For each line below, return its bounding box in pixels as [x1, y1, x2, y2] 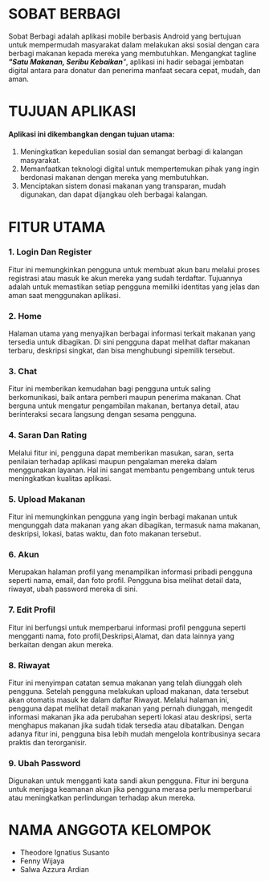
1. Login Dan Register [8, 247, 92, 258]
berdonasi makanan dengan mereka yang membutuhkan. [19, 173, 210, 182]
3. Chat [8, 366, 38, 377]
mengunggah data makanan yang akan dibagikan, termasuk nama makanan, [8, 520, 261, 530]
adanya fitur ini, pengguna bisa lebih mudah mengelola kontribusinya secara [8, 728, 261, 739]
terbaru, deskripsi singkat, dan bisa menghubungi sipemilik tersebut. [8, 346, 235, 356]
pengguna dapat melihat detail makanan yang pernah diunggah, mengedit [8, 704, 253, 713]
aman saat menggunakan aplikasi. [8, 290, 121, 300]
